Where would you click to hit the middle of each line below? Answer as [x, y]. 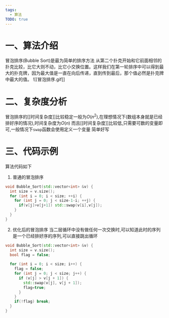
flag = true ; [35, 287]
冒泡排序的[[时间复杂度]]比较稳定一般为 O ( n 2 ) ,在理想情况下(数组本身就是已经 [84, 116]
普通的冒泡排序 [28, 177]
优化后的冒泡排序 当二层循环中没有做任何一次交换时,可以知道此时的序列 [87, 229]
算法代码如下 [18, 166]
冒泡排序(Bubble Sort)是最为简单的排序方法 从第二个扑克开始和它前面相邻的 [83, 60]
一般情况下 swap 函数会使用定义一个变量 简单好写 [60, 129]
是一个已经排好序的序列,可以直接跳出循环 [55, 236]
